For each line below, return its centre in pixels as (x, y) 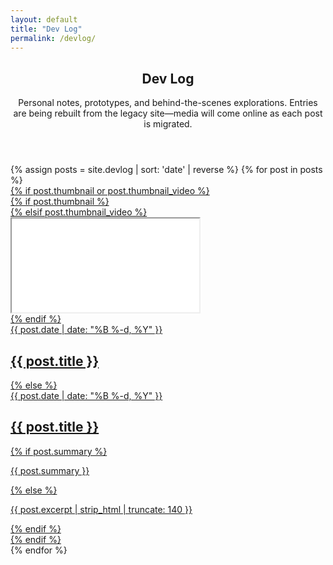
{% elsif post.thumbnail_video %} (79, 212)
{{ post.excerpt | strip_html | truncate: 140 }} (101, 509)
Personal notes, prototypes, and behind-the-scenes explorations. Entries (168, 103)
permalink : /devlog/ (53, 38)
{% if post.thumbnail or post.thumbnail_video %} (110, 191)
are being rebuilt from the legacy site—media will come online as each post (168, 113)
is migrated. (168, 124)
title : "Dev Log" (46, 29)
